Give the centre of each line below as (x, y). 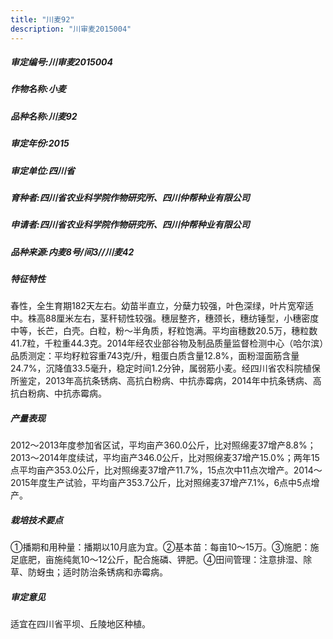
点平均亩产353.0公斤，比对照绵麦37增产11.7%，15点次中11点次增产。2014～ (166, 470)
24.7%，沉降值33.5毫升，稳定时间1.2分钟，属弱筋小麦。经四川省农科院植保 (165, 368)
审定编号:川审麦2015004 (62, 62)
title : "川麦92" (42, 19)
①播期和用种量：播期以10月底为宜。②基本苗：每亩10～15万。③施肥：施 (165, 547)
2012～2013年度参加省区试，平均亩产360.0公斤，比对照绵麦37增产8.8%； (163, 445)
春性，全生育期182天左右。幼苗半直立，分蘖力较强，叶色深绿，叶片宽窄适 (162, 306)
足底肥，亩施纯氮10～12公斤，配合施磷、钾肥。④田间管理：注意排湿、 (157, 560)
